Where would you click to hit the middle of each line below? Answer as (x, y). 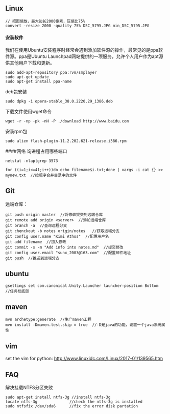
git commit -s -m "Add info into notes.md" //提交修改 (64, 247)
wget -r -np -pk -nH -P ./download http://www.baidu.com (67, 121)
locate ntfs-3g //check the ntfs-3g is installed (74, 402)
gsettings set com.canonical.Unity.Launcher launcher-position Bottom (82, 286)
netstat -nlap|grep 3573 (32, 161)
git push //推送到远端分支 (32, 258)
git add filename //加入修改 (36, 242)
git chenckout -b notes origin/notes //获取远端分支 (63, 231)
